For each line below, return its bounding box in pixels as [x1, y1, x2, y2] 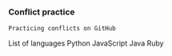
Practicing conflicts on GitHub [8, 25, 116, 33]
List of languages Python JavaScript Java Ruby [8, 38, 164, 48]
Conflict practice [8, 6, 75, 18]
